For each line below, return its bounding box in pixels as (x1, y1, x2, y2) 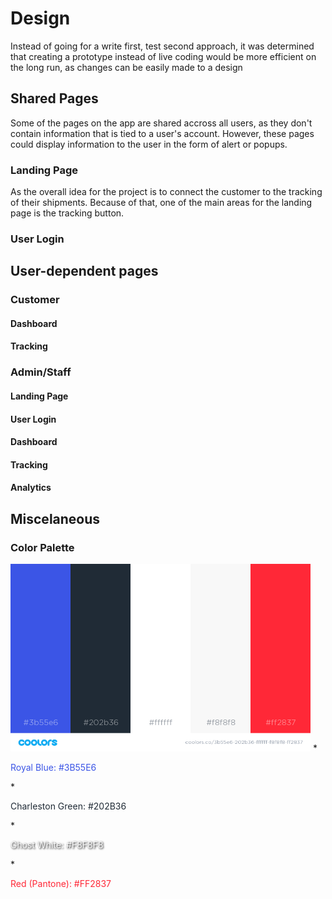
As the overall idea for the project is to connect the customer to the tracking (10, 186, 323, 198)
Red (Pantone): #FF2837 (10, 878, 112, 890)
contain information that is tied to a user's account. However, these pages (10, 127, 315, 139)
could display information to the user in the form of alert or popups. (10, 138, 288, 150)
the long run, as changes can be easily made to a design (10, 61, 243, 73)
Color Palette (10, 540, 75, 554)
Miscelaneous (10, 510, 101, 527)
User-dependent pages (10, 263, 159, 280)
